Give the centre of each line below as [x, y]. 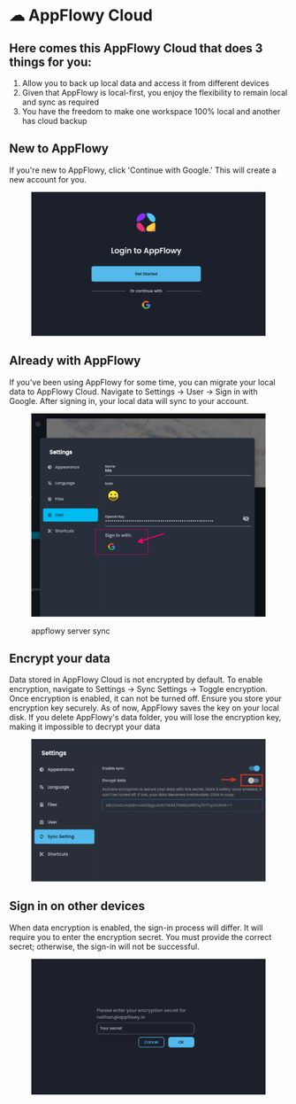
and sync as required [61, 102]
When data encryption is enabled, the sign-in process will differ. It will [136, 928]
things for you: [51, 62]
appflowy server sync [71, 631]
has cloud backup [54, 121]
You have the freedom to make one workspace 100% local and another [151, 111]
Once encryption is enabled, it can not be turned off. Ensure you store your [145, 699]
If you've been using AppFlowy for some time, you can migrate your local [142, 382]
